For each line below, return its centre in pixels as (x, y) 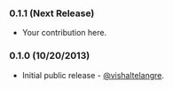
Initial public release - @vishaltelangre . (93, 75)
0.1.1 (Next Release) (52, 13)
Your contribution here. (64, 33)
